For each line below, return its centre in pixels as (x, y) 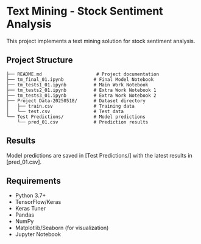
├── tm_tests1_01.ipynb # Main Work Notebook (77, 85)
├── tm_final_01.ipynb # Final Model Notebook (80, 79)
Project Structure (40, 60)
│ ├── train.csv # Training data (71, 106)
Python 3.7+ (30, 195)
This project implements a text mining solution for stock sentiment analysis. (101, 41)
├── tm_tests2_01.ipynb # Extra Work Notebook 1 (81, 90)
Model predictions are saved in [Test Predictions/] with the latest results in (100, 155)
